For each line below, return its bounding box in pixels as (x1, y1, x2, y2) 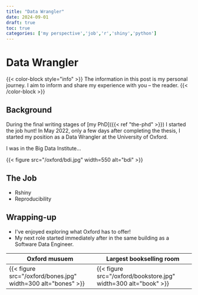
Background (6, 105, 52, 115)
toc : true (6, 25, 31, 31)
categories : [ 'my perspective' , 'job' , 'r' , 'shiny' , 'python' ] (6, 31, 157, 37)
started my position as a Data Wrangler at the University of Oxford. (6, 133, 168, 140)
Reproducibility (14, 195, 52, 202)
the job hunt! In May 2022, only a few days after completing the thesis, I (6, 127, 181, 134)
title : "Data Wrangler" (6, 8, 65, 15)
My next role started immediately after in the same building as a (14, 234, 170, 241)
